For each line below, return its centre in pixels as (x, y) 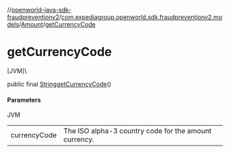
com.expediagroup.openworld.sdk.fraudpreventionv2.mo (142, 17)
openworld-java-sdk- (41, 10)
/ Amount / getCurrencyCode (57, 24)
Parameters (24, 100)
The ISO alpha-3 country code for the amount (138, 131)
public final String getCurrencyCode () (59, 84)
